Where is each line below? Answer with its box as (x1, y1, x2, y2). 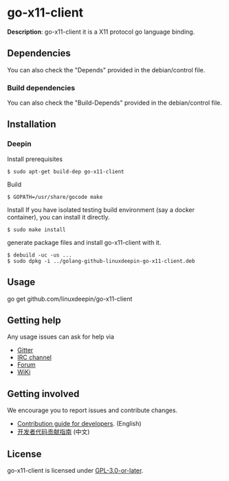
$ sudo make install (7, 226, 67, 233)
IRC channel (17, 353, 52, 362)
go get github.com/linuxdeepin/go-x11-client (7, 295, 133, 303)
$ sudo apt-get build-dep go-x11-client (7, 168, 125, 175)
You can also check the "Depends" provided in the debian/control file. (7, 65, 206, 74)
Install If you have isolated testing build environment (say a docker (7, 205, 195, 214)
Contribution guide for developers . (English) (17, 420, 142, 428)
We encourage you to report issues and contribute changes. (7, 406, 177, 414)
